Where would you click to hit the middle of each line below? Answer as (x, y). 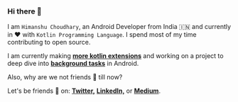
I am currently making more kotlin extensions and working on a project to (115, 56)
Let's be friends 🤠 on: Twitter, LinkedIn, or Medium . (84, 91)
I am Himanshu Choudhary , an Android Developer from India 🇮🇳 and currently (119, 27)
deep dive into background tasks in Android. (73, 64)
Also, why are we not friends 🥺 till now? (65, 77)
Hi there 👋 (25, 11)
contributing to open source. (49, 42)
